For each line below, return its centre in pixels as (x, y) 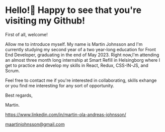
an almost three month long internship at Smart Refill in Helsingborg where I (83, 60)
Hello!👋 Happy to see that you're (73, 10)
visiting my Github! (45, 21)
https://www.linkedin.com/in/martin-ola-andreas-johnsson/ (66, 115)
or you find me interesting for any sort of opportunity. (60, 85)
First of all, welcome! (27, 34)
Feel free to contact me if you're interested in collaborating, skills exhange (81, 80)
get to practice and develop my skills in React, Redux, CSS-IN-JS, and (77, 65)
